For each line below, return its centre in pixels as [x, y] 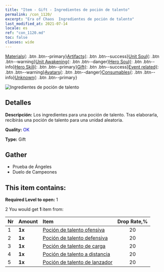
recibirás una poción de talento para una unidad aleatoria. [64, 120]
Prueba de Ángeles [32, 167]
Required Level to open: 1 [32, 200]
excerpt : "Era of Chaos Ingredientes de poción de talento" [70, 19]
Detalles [18, 103]
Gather [16, 155]
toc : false [16, 38]
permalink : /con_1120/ [29, 14]
